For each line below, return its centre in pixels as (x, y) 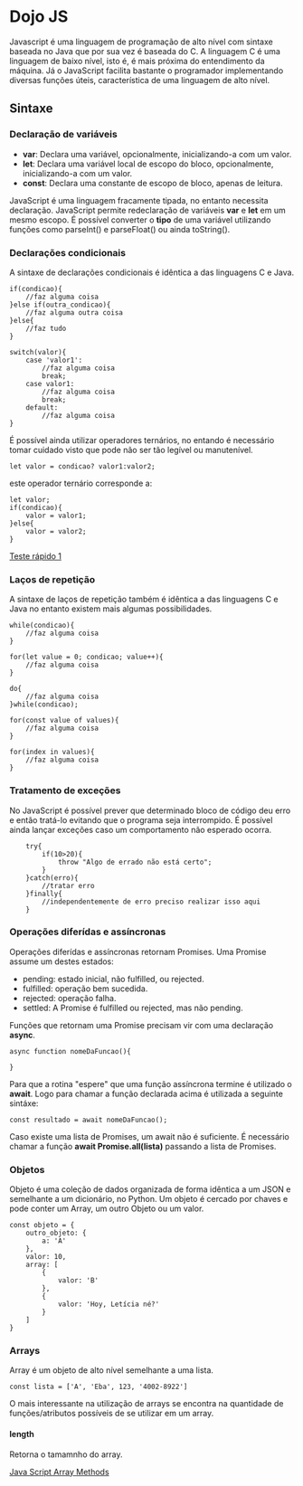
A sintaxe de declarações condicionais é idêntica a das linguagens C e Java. (152, 272)
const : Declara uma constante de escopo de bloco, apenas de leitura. (152, 183)
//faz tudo (46, 328)
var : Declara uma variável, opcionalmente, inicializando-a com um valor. (157, 154)
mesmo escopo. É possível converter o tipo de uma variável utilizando (140, 220)
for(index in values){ (52, 752)
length (22, 1434)
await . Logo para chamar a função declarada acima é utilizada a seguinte (146, 1093)
